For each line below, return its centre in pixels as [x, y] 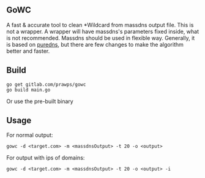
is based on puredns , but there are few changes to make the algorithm [95, 44]
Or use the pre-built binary [40, 101]
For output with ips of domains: [46, 158]
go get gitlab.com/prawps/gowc [46, 84]
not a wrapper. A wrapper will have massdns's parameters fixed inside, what [103, 31]
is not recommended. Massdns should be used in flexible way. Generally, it [101, 38]
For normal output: [30, 135]
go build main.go [28, 90]
